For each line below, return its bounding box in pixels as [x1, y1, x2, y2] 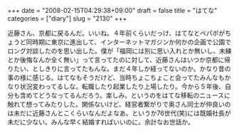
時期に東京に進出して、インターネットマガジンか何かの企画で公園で [31, 38, 231, 46]
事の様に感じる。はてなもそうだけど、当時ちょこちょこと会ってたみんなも [7, 73, 225, 82]
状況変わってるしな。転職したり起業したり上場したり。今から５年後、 [19, 83, 225, 90]
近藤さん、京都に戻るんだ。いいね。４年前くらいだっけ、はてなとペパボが [7, 29, 225, 37]
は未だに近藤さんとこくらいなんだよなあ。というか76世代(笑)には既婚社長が [7, 109, 231, 117]
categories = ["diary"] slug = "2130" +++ [7, 14, 127, 23]
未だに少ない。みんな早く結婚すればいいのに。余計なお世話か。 [7, 118, 194, 126]
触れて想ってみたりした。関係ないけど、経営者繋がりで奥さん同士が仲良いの [7, 100, 231, 108]
